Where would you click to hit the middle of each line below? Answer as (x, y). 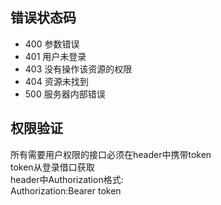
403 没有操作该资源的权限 (78, 69)
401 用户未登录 (55, 56)
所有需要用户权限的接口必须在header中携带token (111, 154)
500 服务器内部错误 (65, 94)
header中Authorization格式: (67, 179)
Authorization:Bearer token (66, 190)
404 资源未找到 (56, 81)
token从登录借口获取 (52, 167)
